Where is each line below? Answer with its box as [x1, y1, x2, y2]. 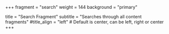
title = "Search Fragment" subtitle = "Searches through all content [5, 14, 142, 19]
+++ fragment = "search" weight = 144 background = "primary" [5, 4, 138, 10]
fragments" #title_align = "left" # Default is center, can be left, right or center [5, 19, 164, 25]
